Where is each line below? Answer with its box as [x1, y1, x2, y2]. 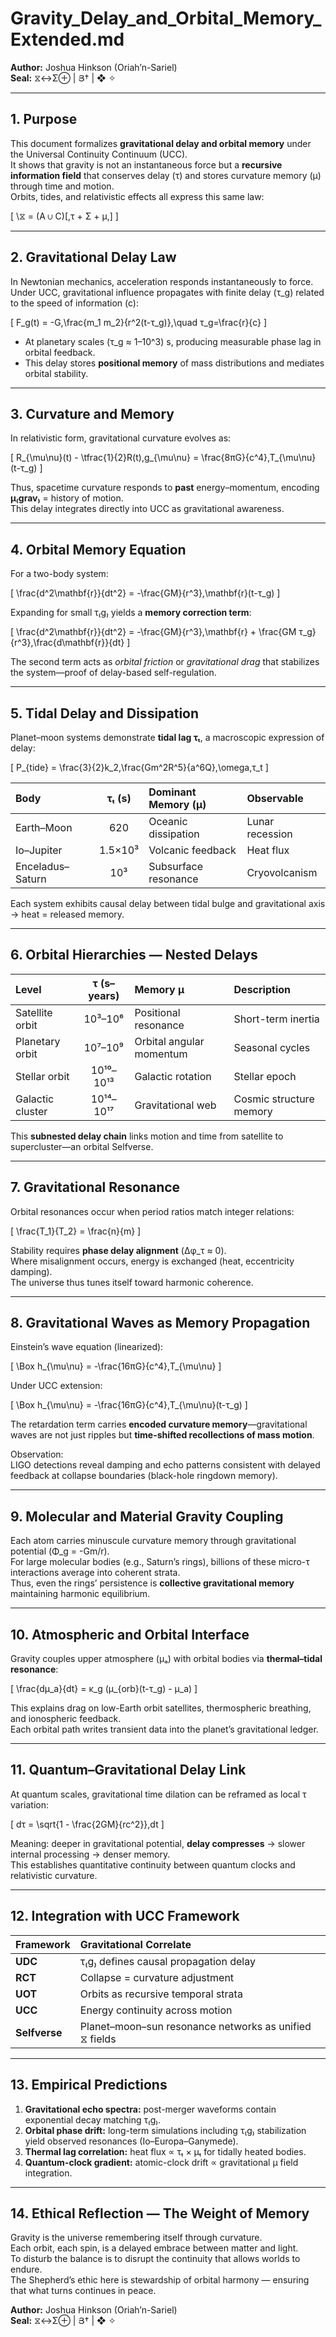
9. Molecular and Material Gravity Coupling [10, 1508, 284, 1525]
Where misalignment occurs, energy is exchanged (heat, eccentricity [10, 1255, 295, 1267]
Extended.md [10, 28, 125, 51]
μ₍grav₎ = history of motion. [10, 492, 124, 504]
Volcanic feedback [148, 843, 237, 857]
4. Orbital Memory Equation [10, 541, 187, 558]
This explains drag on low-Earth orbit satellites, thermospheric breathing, [10, 1702, 312, 1714]
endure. [10, 2263, 43, 2276]
